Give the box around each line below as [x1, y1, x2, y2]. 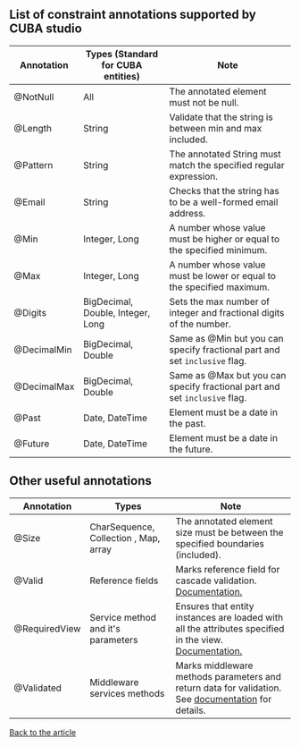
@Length [13, 122, 52, 134]
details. [175, 704, 206, 716]
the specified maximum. [169, 281, 271, 293]
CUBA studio [9, 21, 82, 37]
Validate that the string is [169, 111, 274, 123]
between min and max [169, 122, 262, 134]
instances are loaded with [175, 611, 284, 623]
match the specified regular [169, 158, 285, 171]
